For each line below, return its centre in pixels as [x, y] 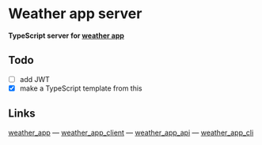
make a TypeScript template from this [81, 88]
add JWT [34, 79]
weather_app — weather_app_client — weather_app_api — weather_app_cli [131, 132]
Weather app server [75, 14]
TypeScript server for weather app [66, 35]
